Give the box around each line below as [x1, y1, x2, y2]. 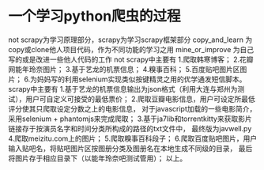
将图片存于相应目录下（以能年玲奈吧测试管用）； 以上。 [8, 153, 187, 163]
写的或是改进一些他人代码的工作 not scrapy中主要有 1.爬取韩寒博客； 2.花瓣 [8, 55, 254, 64]
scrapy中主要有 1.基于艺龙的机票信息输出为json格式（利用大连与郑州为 [8, 84, 238, 93]
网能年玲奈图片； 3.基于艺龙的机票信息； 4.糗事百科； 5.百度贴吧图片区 [8, 64, 240, 74]
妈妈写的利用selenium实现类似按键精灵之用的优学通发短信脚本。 [36, 74, 247, 84]
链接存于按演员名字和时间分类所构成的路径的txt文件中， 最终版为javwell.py [8, 123, 252, 133]
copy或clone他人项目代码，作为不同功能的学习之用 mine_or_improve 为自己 [8, 44, 255, 54]
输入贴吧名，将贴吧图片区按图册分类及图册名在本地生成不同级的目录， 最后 [8, 143, 253, 153]
